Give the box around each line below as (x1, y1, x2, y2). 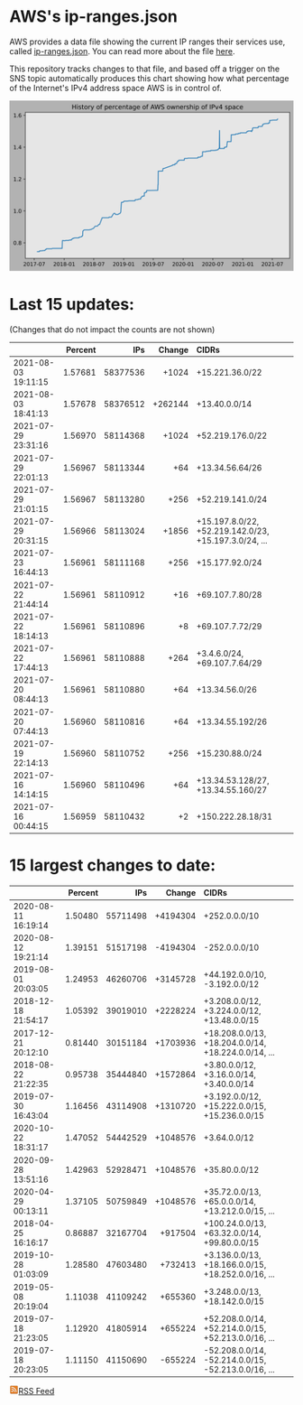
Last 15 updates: (9, 294, 135, 315)
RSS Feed (18, 1385, 55, 1396)
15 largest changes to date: (9, 855, 216, 876)
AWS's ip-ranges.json (9, 6, 179, 27)
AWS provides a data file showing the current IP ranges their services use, (9, 36, 286, 47)
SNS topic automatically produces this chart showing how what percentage (9, 72, 289, 83)
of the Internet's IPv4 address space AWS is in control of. (9, 82, 223, 93)
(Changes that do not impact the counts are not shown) (9, 324, 216, 335)
